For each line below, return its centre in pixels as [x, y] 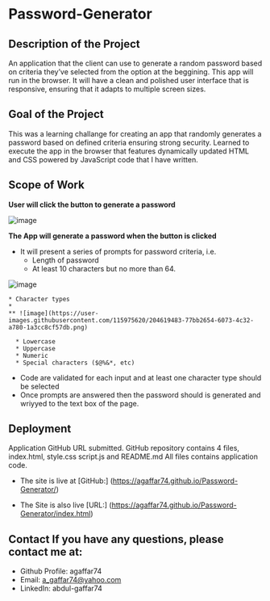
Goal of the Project [56, 114]
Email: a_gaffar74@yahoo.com [71, 580]
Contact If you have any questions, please [116, 539]
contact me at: [46, 551]
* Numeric [32, 355]
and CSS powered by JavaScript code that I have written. [104, 159]
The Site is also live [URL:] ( [66, 505]
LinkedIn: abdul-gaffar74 [61, 588]
